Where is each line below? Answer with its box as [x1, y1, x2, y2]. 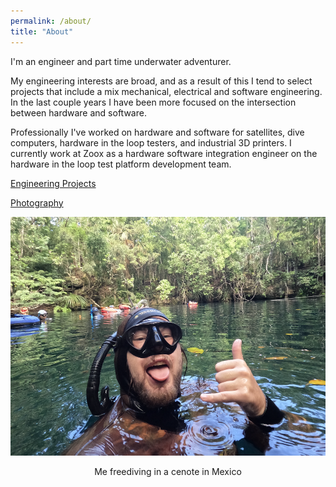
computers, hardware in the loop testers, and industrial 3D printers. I [10, 136, 292, 149]
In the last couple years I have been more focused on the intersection [10, 96, 297, 108]
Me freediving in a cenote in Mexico [94, 465, 242, 477]
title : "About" [10, 26, 74, 37]
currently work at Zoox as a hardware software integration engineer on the [10, 147, 318, 159]
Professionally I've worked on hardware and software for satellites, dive [10, 126, 305, 138]
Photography [10, 196, 64, 209]
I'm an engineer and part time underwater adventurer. [10, 55, 232, 67]
